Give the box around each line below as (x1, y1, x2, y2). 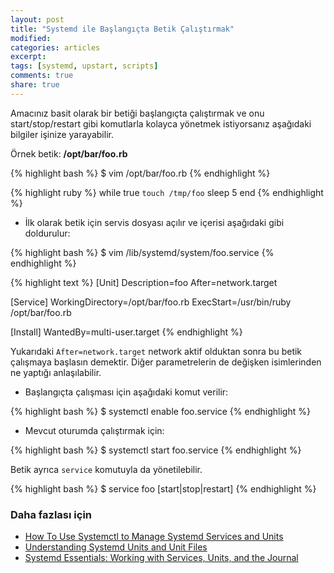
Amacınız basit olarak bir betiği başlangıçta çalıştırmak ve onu (10, 107, 265, 119)
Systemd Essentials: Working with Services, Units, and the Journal (24, 552, 299, 564)
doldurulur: (24, 227, 71, 239)
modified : (10, 33, 52, 43)
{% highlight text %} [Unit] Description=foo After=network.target (10, 276, 278, 288)
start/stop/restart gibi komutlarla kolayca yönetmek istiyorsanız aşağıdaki (10, 117, 312, 130)
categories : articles (10, 42, 101, 53)
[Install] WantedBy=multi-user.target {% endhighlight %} (10, 326, 243, 338)
